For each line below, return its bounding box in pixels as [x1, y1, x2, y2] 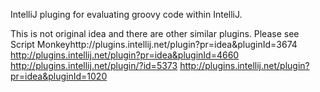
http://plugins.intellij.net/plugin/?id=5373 [10, 60, 178, 71]
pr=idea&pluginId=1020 [10, 70, 108, 82]
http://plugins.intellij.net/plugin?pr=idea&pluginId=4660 [10, 49, 240, 61]
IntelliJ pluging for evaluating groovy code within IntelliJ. [10, 9, 243, 20]
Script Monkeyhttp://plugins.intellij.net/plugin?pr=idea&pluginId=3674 [10, 39, 298, 50]
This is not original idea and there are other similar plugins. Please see [10, 28, 300, 39]
